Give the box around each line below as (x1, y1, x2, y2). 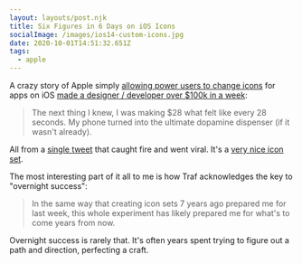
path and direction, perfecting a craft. (9, 245, 149, 255)
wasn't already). (31, 127, 92, 137)
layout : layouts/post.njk (9, 13, 107, 23)
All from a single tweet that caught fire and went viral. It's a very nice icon (9, 144, 284, 155)
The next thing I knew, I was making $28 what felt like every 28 (31, 108, 267, 118)
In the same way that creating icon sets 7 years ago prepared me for (31, 198, 287, 209)
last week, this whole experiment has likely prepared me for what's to (31, 208, 290, 218)
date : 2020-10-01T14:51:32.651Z (9, 38, 131, 48)
